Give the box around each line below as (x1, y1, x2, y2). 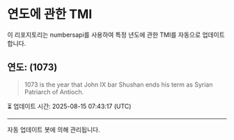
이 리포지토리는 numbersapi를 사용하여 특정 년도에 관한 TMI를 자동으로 (7, 30, 201, 39)
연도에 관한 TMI (7, 6, 93, 22)
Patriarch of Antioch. (24, 87, 84, 96)
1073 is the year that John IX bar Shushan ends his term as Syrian (24, 80, 213, 89)
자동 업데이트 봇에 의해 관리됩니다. (7, 125, 100, 134)
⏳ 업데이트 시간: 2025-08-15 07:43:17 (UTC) (7, 102, 132, 110)
